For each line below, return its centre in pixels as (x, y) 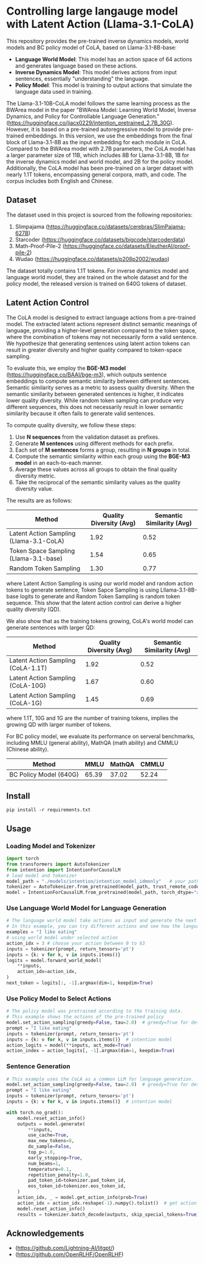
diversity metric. (36, 475)
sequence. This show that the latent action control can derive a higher (94, 602)
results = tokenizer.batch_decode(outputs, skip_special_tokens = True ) (108, 1214)
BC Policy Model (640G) (44, 774)
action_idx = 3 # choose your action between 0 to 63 (76, 943)
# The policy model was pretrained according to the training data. (95, 1011)
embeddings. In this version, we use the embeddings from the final (109, 136)
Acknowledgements (45, 1233)
